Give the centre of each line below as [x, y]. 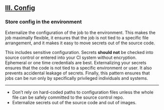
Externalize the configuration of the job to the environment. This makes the [80, 32]
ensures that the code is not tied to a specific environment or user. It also [79, 68]
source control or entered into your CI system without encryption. [71, 57]
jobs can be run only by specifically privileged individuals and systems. [77, 78]
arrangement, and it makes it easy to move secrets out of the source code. [80, 43]
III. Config [20, 8]
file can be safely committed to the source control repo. [68, 97]
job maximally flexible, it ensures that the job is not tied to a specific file [77, 37]
